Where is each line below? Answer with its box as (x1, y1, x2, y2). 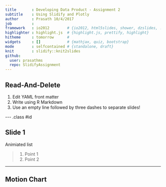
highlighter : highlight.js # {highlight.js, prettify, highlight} (5, 30, 149, 35)
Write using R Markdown (12, 99, 63, 105)
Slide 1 (5, 128, 26, 137)
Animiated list (5, 141, 33, 147)
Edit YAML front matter (12, 93, 59, 99)
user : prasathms (9, 58, 43, 63)
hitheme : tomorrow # (5, 35, 70, 40)
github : (5, 53, 21, 58)
